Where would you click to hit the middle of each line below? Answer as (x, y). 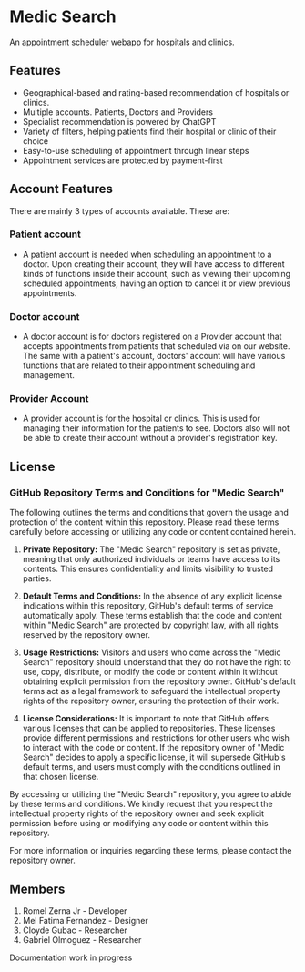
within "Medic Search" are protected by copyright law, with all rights (151, 625)
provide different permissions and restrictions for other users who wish (156, 738)
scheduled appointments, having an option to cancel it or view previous (157, 283)
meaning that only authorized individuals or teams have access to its (151, 559)
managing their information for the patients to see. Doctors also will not (156, 428)
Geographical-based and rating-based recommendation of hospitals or (156, 92)
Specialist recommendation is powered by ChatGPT (119, 121)
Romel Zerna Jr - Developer (75, 911)
